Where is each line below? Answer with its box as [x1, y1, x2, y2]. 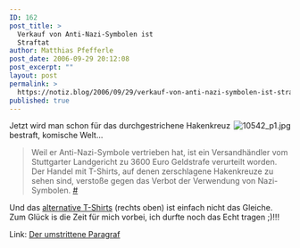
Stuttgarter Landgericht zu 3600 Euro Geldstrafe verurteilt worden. [30, 157, 278, 168]
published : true [9, 95, 70, 105]
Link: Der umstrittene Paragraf [9, 229, 121, 240]
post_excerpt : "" [9, 63, 74, 72]
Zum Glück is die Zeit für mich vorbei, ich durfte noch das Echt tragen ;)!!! [9, 211, 279, 223]
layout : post [9, 71, 58, 80]
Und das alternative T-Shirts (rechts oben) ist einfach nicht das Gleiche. [9, 203, 273, 213]
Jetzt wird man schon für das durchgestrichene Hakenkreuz [9, 120, 230, 131]
